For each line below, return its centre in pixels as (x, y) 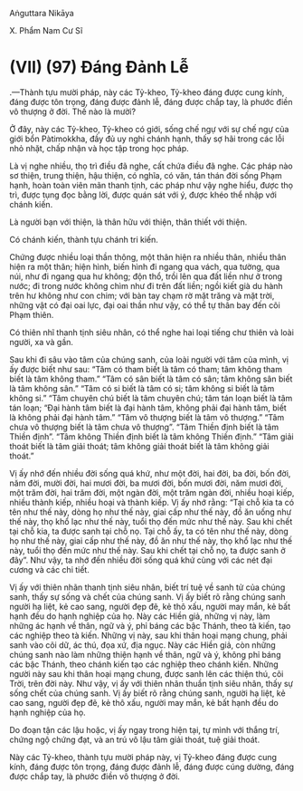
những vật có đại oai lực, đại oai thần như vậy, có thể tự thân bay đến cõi (145, 305)
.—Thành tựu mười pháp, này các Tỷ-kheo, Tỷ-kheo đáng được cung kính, (147, 92)
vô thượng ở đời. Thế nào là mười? (73, 111)
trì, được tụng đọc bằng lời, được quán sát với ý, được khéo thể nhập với (143, 195)
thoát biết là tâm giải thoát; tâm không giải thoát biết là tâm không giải (139, 446)
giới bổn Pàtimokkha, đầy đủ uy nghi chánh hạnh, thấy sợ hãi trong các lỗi (147, 139)
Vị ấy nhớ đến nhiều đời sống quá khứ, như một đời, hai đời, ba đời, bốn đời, (150, 473)
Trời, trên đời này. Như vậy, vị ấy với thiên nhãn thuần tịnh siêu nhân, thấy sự (151, 683)
